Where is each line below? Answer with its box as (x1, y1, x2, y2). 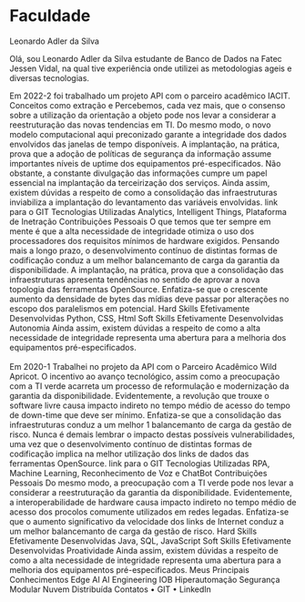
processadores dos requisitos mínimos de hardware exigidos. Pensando (9, 235, 280, 246)
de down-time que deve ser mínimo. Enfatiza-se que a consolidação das (9, 409, 282, 420)
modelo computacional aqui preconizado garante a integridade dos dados (9, 128, 287, 139)
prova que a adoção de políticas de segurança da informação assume (9, 148, 271, 159)
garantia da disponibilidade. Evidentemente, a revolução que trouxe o (9, 390, 270, 401)
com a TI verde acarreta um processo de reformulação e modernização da (9, 380, 290, 392)
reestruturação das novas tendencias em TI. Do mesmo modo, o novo (9, 119, 271, 130)
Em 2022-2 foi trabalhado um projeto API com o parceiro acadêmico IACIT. (9, 90, 291, 101)
